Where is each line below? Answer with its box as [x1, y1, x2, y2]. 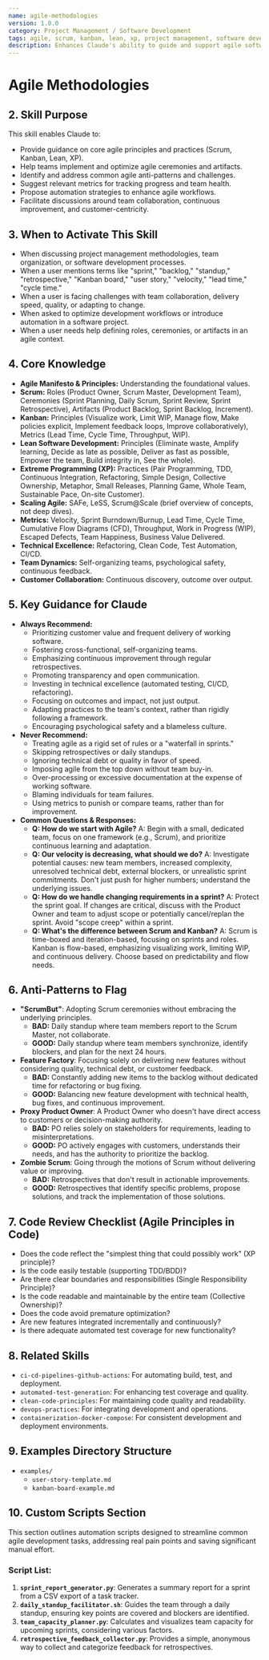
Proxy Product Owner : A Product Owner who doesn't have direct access [19, 1107, 261, 1116]
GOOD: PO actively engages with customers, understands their [31, 1140, 241, 1151]
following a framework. [31, 713, 108, 723]
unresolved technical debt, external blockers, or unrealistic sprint [31, 866, 247, 876]
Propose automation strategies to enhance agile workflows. [19, 188, 216, 197]
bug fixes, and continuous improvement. [31, 1098, 166, 1107]
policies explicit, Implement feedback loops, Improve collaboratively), [19, 421, 249, 431]
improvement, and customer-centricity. [19, 204, 150, 214]
